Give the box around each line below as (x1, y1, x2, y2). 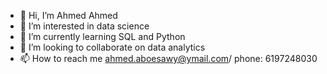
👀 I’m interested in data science (19, 20, 150, 32)
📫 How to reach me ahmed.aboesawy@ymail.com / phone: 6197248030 (19, 53, 318, 64)
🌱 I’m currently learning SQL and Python (19, 31, 186, 42)
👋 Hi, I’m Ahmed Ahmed (19, 10, 118, 21)
